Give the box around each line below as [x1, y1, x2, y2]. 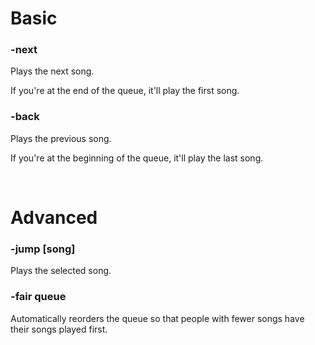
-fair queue [10, 290, 67, 304]
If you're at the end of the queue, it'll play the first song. [10, 85, 240, 97]
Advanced [10, 206, 98, 229]
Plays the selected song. [10, 265, 112, 277]
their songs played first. [10, 323, 108, 335]
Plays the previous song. [10, 132, 112, 144]
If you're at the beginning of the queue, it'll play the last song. [10, 152, 264, 164]
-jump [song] [10, 242, 76, 256]
